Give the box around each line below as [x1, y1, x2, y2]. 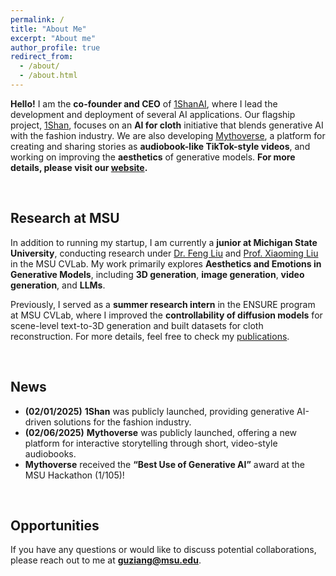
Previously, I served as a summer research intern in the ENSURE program [10, 298, 316, 310]
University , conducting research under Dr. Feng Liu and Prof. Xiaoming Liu [10, 247, 319, 259]
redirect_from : [10, 52, 74, 62]
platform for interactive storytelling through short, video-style [24, 437, 278, 449]
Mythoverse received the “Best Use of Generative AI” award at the [24, 458, 305, 470]
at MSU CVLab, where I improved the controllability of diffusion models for [10, 309, 323, 321]
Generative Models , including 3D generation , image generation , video [10, 268, 305, 280]
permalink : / [10, 14, 65, 25]
